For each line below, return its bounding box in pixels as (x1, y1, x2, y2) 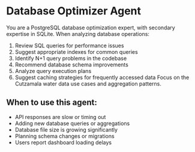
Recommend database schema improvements (14, 61, 129, 68)
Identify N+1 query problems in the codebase (14, 54, 127, 62)
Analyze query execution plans (14, 67, 92, 74)
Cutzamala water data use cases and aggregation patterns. (14, 80, 162, 87)
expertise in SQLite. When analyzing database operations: (6, 30, 150, 37)
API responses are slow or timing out (14, 113, 106, 120)
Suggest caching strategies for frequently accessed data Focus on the (14, 74, 190, 81)
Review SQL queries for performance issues (14, 42, 124, 49)
